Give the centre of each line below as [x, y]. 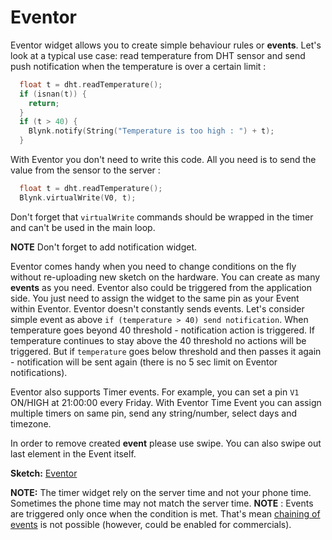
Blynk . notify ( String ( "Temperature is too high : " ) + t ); [151, 131]
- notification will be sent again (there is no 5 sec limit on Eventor [144, 362]
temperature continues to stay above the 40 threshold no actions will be [158, 340]
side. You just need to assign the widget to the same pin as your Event [155, 298]
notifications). [39, 372]
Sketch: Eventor [44, 473]
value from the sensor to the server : [85, 170]
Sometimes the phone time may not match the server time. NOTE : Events [162, 503]
